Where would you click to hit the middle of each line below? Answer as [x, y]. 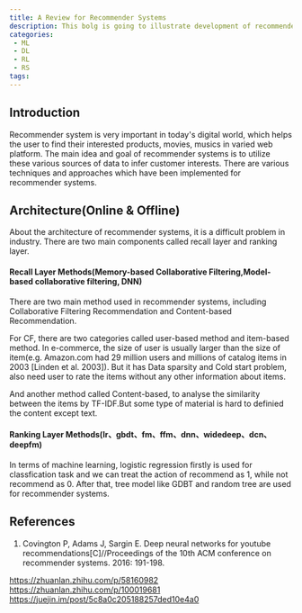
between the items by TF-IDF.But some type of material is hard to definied [147, 403]
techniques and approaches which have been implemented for [125, 173]
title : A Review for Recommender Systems [88, 18]
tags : [19, 77]
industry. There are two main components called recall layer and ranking [143, 242]
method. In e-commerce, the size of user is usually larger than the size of [145, 347]
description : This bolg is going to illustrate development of [130, 26]
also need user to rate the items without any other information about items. [147, 376]
